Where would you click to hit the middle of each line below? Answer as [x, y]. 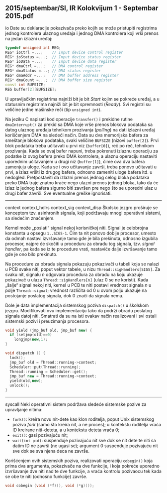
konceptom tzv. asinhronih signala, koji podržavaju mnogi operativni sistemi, [83, 213]
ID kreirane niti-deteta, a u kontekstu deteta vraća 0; [66, 430]
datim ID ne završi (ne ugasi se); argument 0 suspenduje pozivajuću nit [85, 446]
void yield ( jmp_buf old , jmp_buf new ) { [49, 330]
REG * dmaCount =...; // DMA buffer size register [59, 80]
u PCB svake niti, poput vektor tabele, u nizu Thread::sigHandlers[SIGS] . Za [83, 269]
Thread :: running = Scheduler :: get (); [49, 371]
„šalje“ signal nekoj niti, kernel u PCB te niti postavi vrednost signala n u [78, 285]
